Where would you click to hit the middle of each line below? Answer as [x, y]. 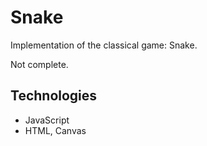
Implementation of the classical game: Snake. [104, 45]
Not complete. [39, 64]
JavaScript [47, 120]
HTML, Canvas [55, 130]
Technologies [54, 96]
